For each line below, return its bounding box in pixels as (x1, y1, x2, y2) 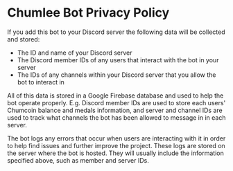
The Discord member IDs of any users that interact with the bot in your (17, 55, 219, 64)
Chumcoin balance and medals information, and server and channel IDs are (7, 106, 223, 114)
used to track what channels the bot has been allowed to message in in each (7, 113, 226, 122)
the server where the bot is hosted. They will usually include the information (7, 149, 224, 157)
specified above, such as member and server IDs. (7, 156, 149, 164)
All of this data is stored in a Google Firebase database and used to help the (7, 91, 224, 100)
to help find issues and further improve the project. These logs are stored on (7, 141, 225, 150)
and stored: (7, 35, 40, 43)
